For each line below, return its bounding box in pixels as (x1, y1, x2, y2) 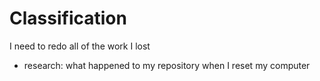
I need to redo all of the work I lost (9, 40, 151, 52)
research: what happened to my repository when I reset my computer (23, 59, 311, 71)
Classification (9, 7, 127, 30)
